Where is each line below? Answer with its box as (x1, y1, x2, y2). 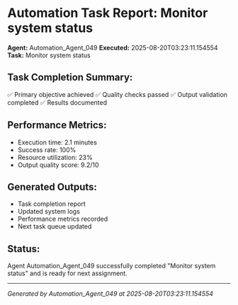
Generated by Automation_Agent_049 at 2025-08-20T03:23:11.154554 (7, 289, 214, 298)
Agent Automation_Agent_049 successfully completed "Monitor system (7, 262, 216, 270)
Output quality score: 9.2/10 (17, 161, 99, 169)
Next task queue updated (17, 222, 92, 231)
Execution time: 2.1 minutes (17, 138, 98, 146)
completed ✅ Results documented (7, 98, 108, 107)
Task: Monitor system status (7, 51, 91, 59)
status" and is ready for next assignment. (7, 269, 127, 277)
